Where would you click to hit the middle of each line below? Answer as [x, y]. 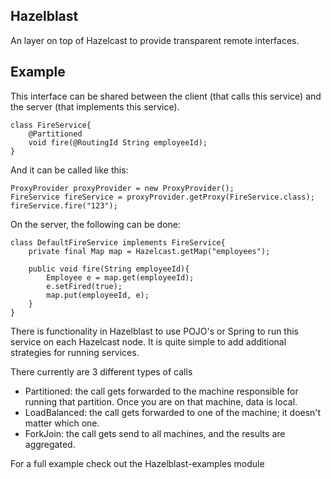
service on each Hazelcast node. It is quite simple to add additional [148, 341]
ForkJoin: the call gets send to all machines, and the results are [155, 433]
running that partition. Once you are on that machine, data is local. [161, 401]
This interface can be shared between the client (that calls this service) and [166, 96]
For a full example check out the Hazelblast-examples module [137, 463]
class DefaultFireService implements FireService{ [118, 242]
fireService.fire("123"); [64, 205]
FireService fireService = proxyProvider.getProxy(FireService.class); [162, 197]
